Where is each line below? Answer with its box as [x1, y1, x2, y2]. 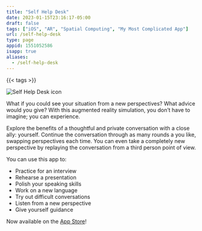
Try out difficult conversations [15, 193, 90, 200]
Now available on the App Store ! [6, 218, 87, 225]
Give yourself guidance [15, 206, 74, 213]
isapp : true [6, 49, 36, 55]
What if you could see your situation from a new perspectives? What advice [6, 99, 195, 107]
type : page [6, 37, 34, 43]
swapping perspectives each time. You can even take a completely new [6, 137, 186, 144]
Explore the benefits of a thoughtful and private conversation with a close [6, 124, 190, 132]
